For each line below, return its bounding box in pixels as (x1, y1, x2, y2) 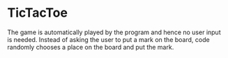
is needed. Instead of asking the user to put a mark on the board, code (7, 35, 211, 43)
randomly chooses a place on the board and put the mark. (7, 43, 174, 51)
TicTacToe (7, 5, 68, 21)
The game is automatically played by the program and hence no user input (7, 28, 221, 36)
